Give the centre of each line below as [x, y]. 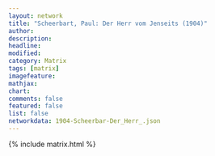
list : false [28, 114]
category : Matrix [38, 61]
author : [21, 31]
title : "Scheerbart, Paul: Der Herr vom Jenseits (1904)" [108, 23]
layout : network [36, 16]
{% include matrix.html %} [52, 144]
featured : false [36, 106]
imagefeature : [32, 76]
